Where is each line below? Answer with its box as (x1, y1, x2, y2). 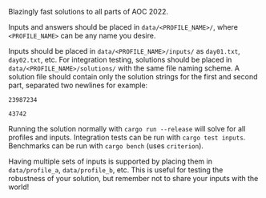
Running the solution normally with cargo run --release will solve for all (8, 124, 246, 133)
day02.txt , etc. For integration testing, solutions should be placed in (8, 55, 232, 64)
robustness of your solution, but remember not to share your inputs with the (8, 174, 259, 183)
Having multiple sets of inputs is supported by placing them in (8, 156, 212, 166)
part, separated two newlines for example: (8, 80, 148, 90)
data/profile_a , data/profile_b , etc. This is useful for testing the (8, 165, 224, 175)
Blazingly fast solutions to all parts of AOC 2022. (8, 7, 169, 16)
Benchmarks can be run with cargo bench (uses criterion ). (8, 141, 204, 151)
